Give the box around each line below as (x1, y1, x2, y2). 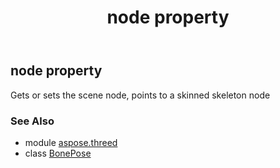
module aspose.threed (24, 136, 118, 148)
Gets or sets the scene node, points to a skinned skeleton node (10, 89, 271, 101)
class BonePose (24, 147, 92, 159)
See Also (10, 114, 55, 128)
